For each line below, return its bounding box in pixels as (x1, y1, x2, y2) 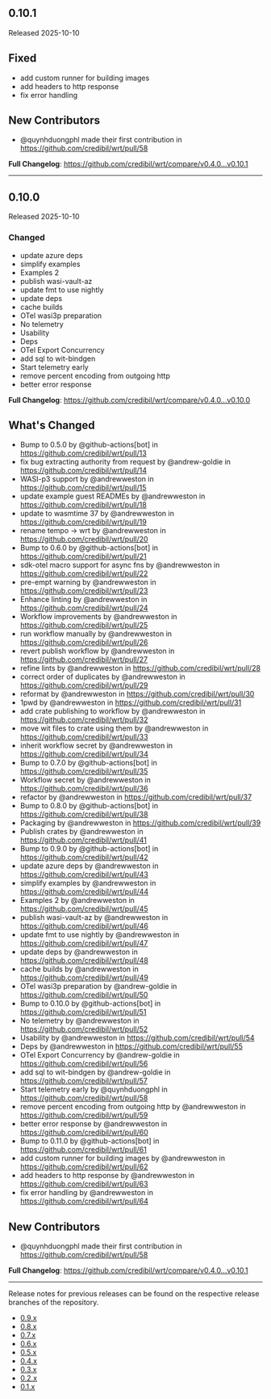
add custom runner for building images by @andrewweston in (19, 1153, 226, 1164)
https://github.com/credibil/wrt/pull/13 (19, 448, 147, 458)
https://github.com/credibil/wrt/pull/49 (19, 973, 149, 982)
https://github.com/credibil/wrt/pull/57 (19, 1076, 148, 1086)
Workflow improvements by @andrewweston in (19, 612, 177, 621)
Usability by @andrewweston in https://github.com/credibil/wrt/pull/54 (19, 1033, 256, 1043)
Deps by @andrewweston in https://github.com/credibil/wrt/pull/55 (19, 1041, 244, 1051)
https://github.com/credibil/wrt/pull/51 (19, 1007, 147, 1017)
